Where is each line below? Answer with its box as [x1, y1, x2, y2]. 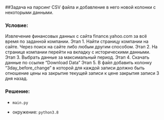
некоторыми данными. [5, 9, 54, 15]
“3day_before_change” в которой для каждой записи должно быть [5, 65, 145, 71]
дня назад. [5, 76, 28, 82]
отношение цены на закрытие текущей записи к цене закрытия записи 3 [5, 70, 160, 76]
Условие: [5, 22, 28, 29]
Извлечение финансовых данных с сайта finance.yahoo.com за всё [5, 33, 147, 39]
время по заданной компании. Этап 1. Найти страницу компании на [5, 38, 149, 44]
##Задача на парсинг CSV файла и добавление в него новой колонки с [5, 4, 156, 10]
